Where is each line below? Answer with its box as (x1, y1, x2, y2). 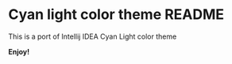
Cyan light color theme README (8, 6, 225, 24)
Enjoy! (8, 47, 30, 56)
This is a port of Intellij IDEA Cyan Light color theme (8, 32, 177, 41)
